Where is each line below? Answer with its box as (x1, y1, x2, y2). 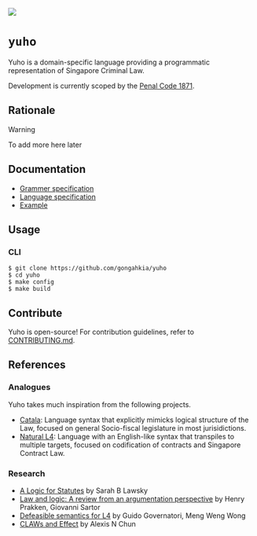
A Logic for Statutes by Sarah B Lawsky (19, 486, 148, 495)
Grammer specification (19, 183, 94, 193)
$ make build (8, 285, 51, 293)
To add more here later (8, 140, 83, 149)
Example (19, 200, 49, 210)
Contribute (8, 307, 63, 320)
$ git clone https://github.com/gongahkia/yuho (8, 264, 167, 273)
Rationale (8, 104, 56, 117)
